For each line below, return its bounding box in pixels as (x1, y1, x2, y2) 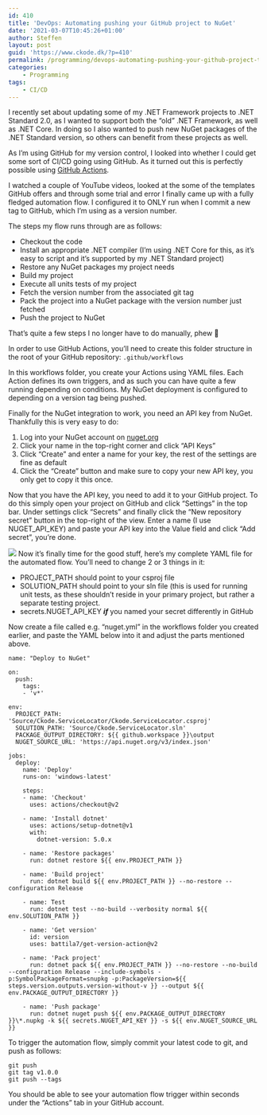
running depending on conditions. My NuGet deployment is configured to (8, 385, 248, 394)
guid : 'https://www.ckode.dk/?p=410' (8, 49, 133, 57)
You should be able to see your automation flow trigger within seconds (8, 1090, 240, 1099)
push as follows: (8, 1047, 62, 1056)
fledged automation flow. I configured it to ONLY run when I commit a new (8, 198, 251, 207)
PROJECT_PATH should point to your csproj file (19, 573, 175, 582)
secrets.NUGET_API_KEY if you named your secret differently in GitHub (19, 607, 253, 616)
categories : (8, 64, 48, 72)
